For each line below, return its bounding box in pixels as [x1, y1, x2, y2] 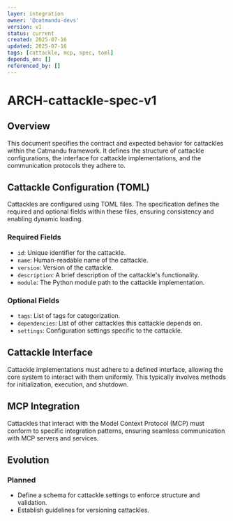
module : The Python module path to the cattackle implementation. [17, 278, 205, 286]
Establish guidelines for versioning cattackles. [17, 506, 150, 515]
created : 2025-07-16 [7, 36, 68, 43]
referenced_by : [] [7, 62, 61, 69]
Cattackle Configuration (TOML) [7, 181, 150, 193]
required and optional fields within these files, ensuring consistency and [7, 207, 214, 216]
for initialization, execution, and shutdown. [7, 380, 129, 389]
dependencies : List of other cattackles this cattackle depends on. [17, 319, 202, 328]
